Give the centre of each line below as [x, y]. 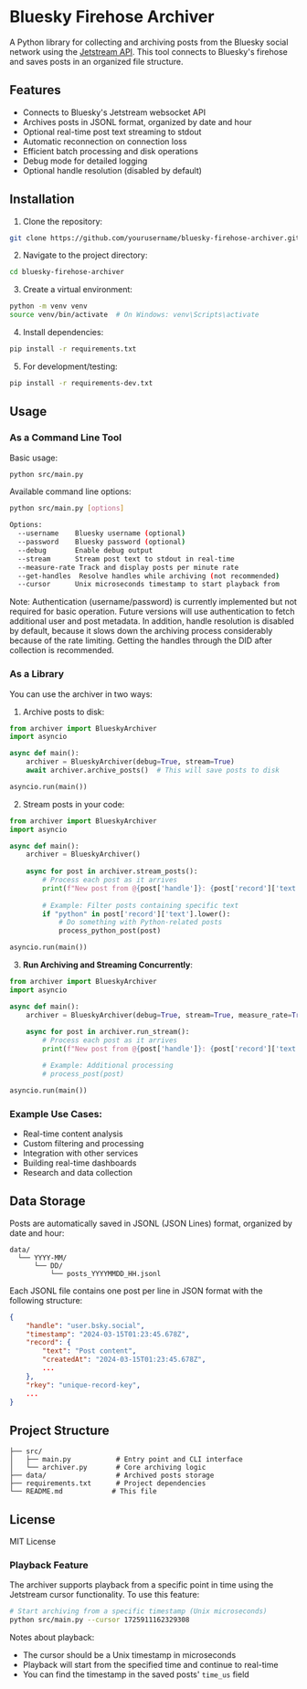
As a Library [37, 674]
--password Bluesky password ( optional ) [101, 542]
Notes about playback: [52, 1638]
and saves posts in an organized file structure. [96, 61]
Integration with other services [80, 1153]
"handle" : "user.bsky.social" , [85, 1325]
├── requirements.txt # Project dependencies [108, 1483]
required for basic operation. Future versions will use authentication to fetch [152, 612]
